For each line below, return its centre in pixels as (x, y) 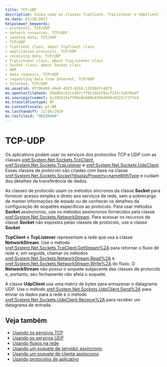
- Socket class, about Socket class (43, 65)
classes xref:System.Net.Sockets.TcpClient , (50, 160)
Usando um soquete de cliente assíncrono (56, 354)
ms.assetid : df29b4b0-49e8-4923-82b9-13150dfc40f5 (59, 88)
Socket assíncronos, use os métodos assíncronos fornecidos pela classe (80, 211)
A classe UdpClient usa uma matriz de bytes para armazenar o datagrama (81, 283)
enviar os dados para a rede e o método (46, 294)
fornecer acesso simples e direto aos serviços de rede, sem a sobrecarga (81, 196)
